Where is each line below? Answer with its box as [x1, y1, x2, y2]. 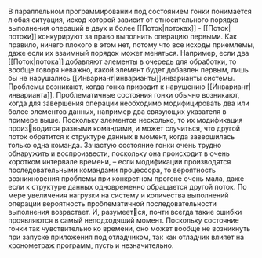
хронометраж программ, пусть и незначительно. [8, 241, 174, 250]
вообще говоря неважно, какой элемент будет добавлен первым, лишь [8, 65, 249, 74]
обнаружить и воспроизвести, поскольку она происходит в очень [8, 149, 230, 158]
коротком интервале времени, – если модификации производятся [8, 157, 231, 166]
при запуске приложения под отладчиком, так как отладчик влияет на [8, 232, 245, 241]
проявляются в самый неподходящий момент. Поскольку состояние [8, 216, 239, 225]
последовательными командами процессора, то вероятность [8, 165, 217, 175]
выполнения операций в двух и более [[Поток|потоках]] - [8, 24, 202, 32]
